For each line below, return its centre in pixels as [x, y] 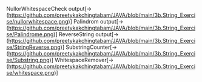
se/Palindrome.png [30, 34]
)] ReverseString [74, 34]
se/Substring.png [28, 60]
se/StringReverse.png [33, 47]
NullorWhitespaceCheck [37, 9]
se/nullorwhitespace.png [37, 21]
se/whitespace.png [30, 73]
